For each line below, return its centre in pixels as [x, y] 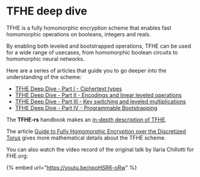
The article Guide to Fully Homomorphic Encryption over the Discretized [96, 131]
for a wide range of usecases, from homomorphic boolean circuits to [92, 52]
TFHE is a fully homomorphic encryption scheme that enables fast [89, 28]
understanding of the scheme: [44, 77]
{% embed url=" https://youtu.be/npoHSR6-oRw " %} [72, 167]
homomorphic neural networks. [45, 59]
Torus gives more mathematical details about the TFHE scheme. [86, 138]
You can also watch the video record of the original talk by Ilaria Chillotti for [100, 149]
